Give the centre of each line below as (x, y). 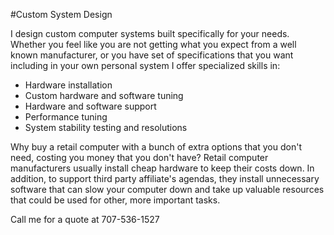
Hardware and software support (90, 106)
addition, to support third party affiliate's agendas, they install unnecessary (165, 178)
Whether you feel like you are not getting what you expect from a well (153, 44)
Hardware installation (68, 85)
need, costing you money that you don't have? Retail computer (139, 157)
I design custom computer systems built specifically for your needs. (150, 33)
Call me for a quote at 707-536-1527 (85, 219)
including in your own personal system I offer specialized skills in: (145, 65)
